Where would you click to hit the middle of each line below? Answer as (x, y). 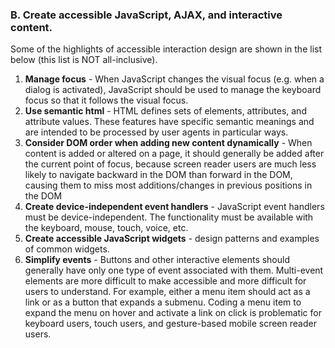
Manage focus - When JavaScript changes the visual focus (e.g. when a (174, 79)
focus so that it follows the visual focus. (106, 100)
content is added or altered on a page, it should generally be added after (174, 154)
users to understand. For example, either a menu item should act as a (167, 292)
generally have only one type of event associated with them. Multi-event (174, 270)
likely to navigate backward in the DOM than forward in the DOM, (158, 175)
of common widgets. (67, 249)
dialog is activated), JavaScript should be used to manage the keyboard (173, 90)
